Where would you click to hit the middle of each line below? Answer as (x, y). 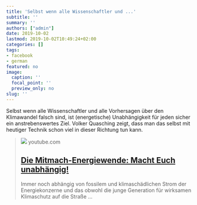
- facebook (20, 56)
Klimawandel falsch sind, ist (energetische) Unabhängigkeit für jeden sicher (98, 117)
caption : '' (26, 77)
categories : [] (25, 45)
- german (17, 61)
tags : (13, 50)
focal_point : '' (31, 83)
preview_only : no (33, 89)
